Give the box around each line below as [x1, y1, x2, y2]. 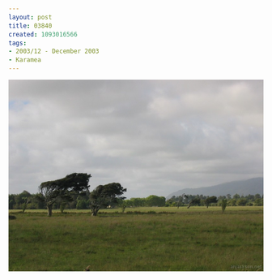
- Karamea [8, 56, 42, 64]
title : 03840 [8, 21, 53, 30]
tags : [8, 39, 27, 47]
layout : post [8, 13, 53, 21]
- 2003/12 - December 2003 [8, 47, 100, 56]
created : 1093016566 [8, 30, 79, 38]
